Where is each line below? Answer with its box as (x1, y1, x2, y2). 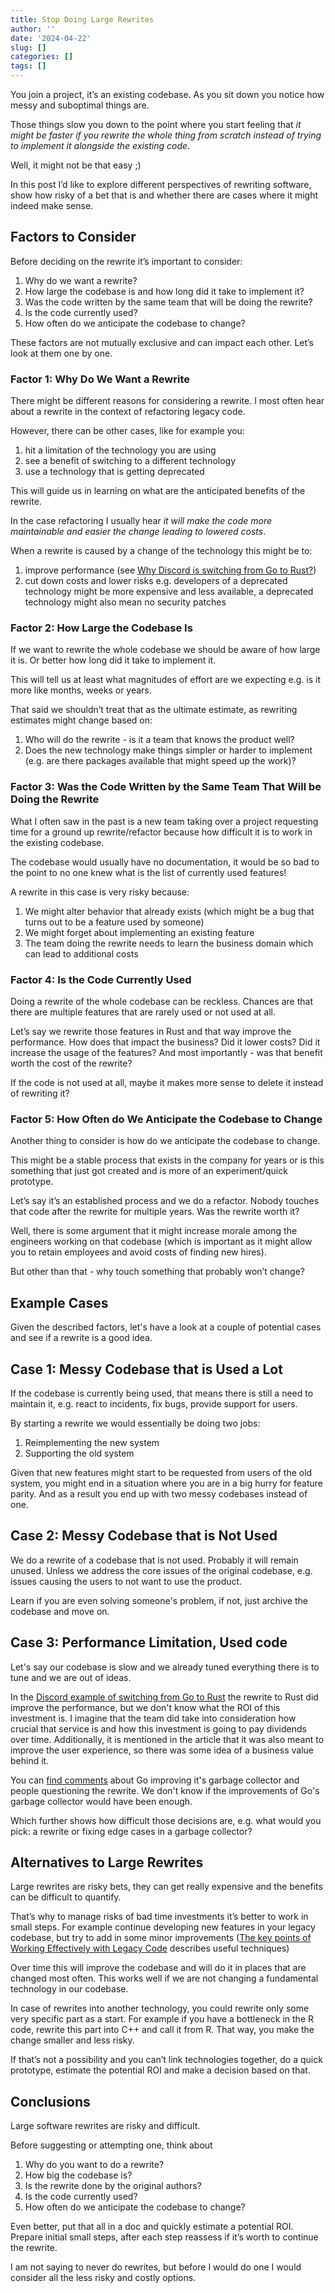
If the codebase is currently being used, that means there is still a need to (10, 1387, 314, 1399)
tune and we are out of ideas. (10, 1671, 132, 1683)
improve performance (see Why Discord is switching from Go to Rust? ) (24, 564, 317, 576)
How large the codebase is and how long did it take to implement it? (24, 285, 305, 297)
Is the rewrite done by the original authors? (24, 2180, 202, 2192)
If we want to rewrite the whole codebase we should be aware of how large (10, 644, 321, 656)
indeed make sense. (10, 200, 94, 211)
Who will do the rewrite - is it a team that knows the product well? (24, 734, 295, 746)
